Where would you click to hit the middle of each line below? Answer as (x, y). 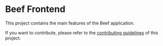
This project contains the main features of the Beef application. (70, 23)
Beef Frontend (35, 9)
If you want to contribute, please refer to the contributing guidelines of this (82, 32)
